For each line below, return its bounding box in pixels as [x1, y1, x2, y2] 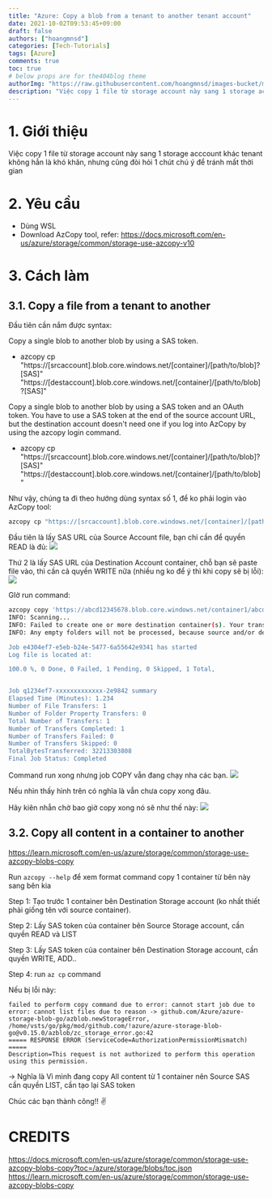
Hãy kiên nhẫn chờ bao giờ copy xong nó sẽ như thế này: [8, 803, 198, 812]
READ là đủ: [8, 542, 49, 552]
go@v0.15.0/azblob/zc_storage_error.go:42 [8, 1029, 154, 1037]
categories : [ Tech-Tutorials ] [8, 42, 111, 50]
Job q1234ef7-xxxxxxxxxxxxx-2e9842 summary [8, 687, 158, 695]
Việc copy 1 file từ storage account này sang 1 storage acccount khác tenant [8, 149, 263, 159]
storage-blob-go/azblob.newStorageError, [8, 1014, 151, 1023]
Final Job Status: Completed [8, 755, 107, 763]
